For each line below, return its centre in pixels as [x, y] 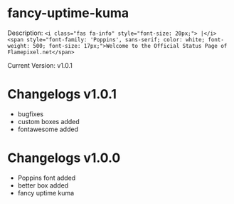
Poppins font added [47, 178]
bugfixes [31, 114]
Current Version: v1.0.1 [40, 65]
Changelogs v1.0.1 [62, 95]
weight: [19, 46]
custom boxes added [48, 121]
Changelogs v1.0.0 [64, 158]
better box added [43, 185]
